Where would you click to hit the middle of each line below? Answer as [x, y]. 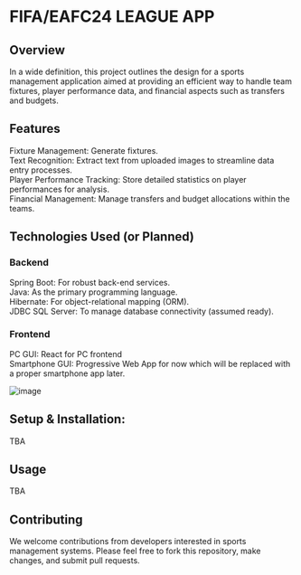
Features [35, 129]
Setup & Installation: [67, 419]
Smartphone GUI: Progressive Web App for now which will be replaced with [150, 363]
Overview [38, 50]
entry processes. [41, 170]
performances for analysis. [60, 189]
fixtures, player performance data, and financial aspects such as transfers [147, 91]
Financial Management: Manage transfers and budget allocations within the [150, 198]
